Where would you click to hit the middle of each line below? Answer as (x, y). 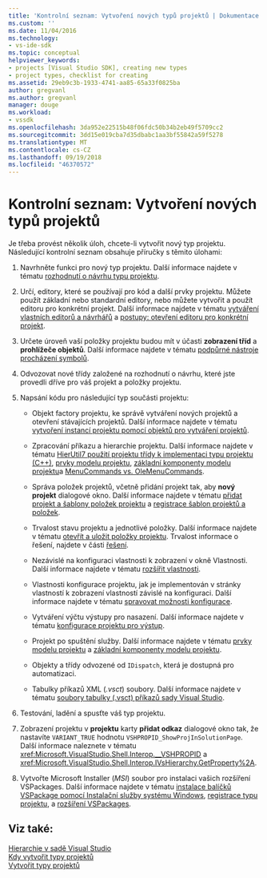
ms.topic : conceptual (44, 53)
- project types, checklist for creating (78, 75)
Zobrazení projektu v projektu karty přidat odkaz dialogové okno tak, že (139, 729)
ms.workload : (30, 113)
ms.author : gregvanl (43, 98)
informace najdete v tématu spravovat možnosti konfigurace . (132, 602)
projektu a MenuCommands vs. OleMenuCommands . (118, 471)
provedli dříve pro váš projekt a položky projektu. (101, 382)
